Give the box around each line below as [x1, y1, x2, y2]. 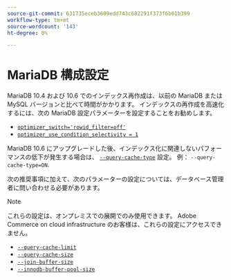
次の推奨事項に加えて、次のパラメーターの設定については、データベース [7, 175, 212, 183]
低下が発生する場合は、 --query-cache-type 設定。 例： [30, 153, 190, 161]
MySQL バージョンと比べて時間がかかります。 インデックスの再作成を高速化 [7, 100, 225, 109]
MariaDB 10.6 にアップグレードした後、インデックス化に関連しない [7, 144, 198, 153]
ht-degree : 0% [7, 29, 48, 37]
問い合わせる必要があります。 [19, 184, 104, 192]
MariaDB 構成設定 [7, 67, 109, 83]
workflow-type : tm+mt [7, 17, 70, 24]
